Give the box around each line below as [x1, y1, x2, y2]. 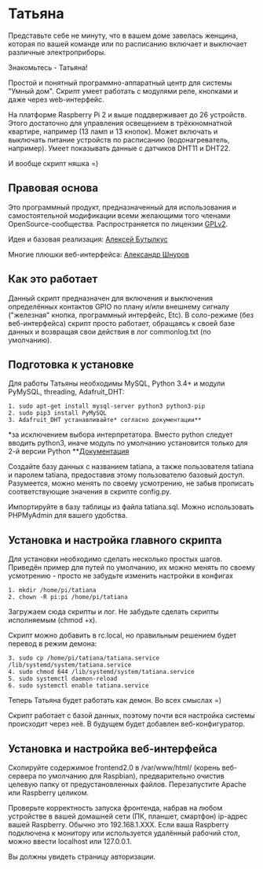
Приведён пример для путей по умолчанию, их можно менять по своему [8, 563, 256, 572]
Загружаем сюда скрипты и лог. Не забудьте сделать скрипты [8, 607, 219, 616]
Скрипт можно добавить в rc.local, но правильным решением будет [8, 630, 237, 640]
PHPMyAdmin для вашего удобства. [8, 511, 128, 520]
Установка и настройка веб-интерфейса [8, 741, 217, 756]
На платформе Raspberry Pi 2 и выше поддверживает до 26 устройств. [8, 109, 247, 119]
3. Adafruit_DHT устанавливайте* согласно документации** [8, 416, 202, 424]
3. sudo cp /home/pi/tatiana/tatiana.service [8, 654, 159, 662]
